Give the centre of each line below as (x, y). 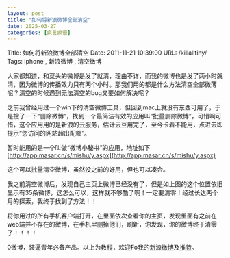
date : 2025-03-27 (32, 26)
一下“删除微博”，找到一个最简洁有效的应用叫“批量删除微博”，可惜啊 (120, 116)
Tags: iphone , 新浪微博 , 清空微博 (54, 62)
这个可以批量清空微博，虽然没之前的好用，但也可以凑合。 (88, 170)
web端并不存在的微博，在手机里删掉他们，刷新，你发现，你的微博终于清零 (112, 224)
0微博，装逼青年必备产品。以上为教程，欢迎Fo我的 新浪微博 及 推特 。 (102, 248)
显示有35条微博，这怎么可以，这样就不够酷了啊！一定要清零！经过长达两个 (113, 193)
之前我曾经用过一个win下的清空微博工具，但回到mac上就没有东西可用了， (111, 107)
